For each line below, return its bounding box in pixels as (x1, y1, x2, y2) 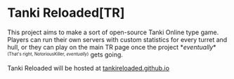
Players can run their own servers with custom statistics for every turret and (7, 35, 228, 43)
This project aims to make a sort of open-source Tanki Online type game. (7, 28, 219, 36)
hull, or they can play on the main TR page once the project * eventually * (7, 43, 216, 51)
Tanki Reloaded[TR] (7, 5, 125, 21)
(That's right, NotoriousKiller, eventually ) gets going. (7, 50, 123, 59)
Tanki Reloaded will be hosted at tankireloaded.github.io (7, 64, 170, 72)
